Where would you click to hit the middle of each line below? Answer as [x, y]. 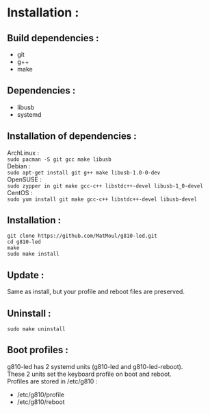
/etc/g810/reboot [41, 402]
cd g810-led [24, 242]
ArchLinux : [23, 153]
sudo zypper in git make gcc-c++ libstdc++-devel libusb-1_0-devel [105, 186]
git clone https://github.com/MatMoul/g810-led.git [82, 236]
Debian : [19, 166]
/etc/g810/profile [41, 394]
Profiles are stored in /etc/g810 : [52, 381]
